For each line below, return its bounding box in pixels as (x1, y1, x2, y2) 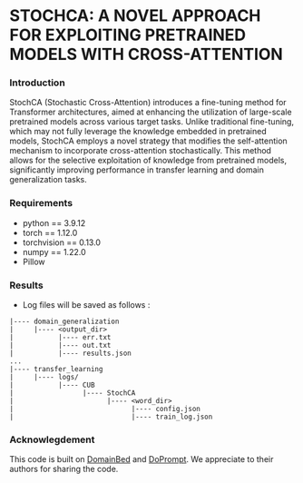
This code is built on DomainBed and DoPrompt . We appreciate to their (9, 454, 274, 465)
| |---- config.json (9, 405, 201, 414)
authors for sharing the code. (9, 464, 119, 475)
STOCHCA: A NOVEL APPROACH (9, 5, 261, 26)
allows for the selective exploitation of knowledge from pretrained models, (9, 155, 288, 166)
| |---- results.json (9, 349, 132, 359)
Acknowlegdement (9, 433, 95, 446)
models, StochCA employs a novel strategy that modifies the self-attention (9, 135, 288, 146)
